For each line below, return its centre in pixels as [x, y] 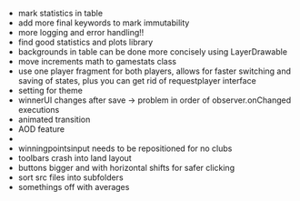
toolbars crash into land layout [75, 158]
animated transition [54, 119]
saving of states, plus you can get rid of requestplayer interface [137, 80]
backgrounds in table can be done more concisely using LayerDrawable [153, 52]
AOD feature [41, 129]
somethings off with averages [74, 187]
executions [39, 110]
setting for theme [50, 90]
